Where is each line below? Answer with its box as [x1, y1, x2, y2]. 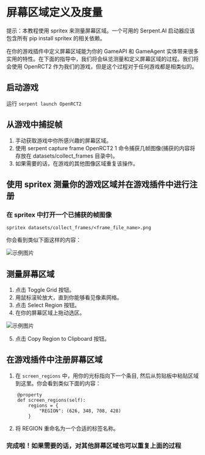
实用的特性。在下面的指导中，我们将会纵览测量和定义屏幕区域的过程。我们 [6, 55, 193, 62]
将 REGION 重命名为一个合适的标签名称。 [15, 424, 119, 432]
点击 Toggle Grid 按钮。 [15, 286, 75, 294]
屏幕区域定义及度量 [6, 5, 103, 20]
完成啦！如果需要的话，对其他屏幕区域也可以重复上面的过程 [6, 441, 182, 450]
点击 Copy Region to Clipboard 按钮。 [15, 335, 110, 343]
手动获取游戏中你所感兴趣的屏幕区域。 [15, 137, 112, 144]
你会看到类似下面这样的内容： [6, 236, 81, 244]
